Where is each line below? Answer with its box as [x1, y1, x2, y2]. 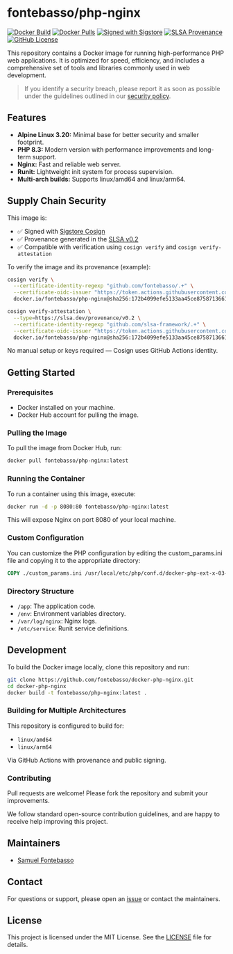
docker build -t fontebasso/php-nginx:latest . [7, 689, 148, 697]
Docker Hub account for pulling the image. [17, 411, 139, 419]
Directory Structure [7, 586, 74, 596]
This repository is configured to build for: [7, 722, 125, 730]
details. [7, 941, 28, 949]
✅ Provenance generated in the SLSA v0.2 [17, 234, 139, 243]
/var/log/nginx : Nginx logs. [17, 617, 97, 625]
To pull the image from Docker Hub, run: [7, 444, 123, 452]
